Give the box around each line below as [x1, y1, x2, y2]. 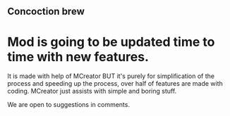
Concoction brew [7, 6, 85, 18]
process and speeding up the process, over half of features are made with [7, 79, 224, 88]
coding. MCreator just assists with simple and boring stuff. [7, 87, 177, 96]
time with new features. [7, 49, 150, 65]
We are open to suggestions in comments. [7, 101, 131, 109]
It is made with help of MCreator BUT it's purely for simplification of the [7, 72, 215, 80]
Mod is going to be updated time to [7, 34, 215, 50]
